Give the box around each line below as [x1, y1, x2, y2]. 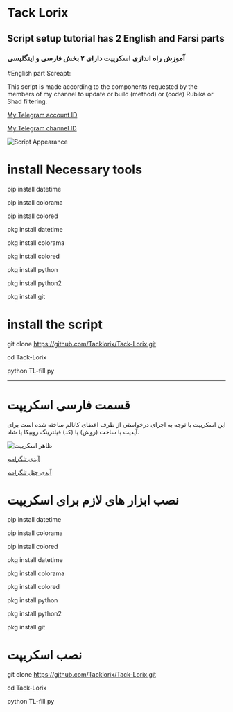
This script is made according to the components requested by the [7, 82, 198, 91]
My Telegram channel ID [7, 124, 78, 133]
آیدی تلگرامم [7, 455, 40, 463]
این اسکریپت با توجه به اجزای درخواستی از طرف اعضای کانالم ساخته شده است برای [7, 420, 226, 428]
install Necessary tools [7, 162, 142, 178]
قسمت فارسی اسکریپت [7, 397, 130, 413]
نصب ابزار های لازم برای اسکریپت [7, 492, 179, 508]
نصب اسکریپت [7, 647, 83, 663]
